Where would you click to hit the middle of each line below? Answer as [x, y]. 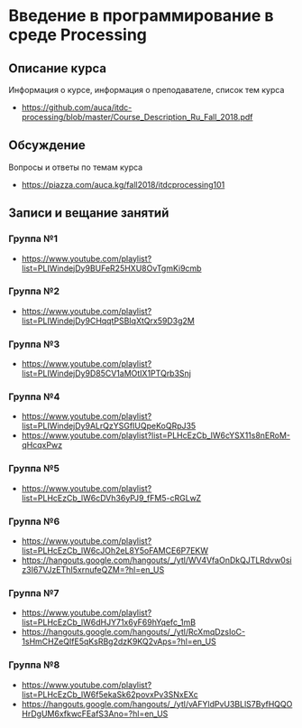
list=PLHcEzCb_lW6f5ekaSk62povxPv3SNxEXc [110, 694]
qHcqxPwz [42, 445]
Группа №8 [34, 665]
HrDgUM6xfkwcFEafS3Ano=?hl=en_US [95, 714]
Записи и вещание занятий [89, 213]
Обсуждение [47, 145]
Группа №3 [34, 344]
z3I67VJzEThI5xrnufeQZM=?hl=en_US [93, 569]
